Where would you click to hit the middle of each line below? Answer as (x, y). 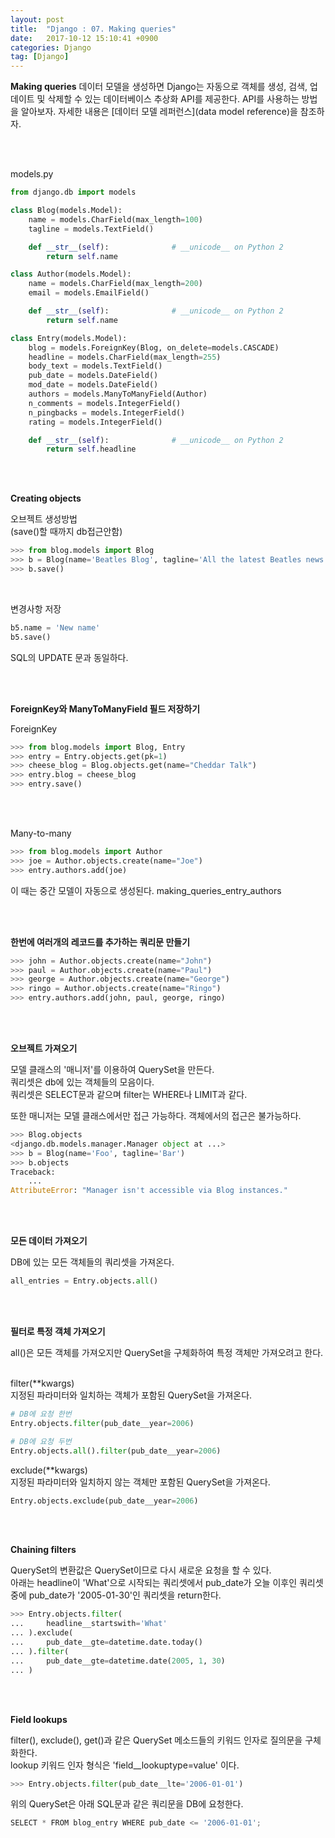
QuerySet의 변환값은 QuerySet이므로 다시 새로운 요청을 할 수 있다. (141, 1570)
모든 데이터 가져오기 (49, 1241)
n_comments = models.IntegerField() (105, 403)
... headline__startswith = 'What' (89, 1624)
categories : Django (51, 47)
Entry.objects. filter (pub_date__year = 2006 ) (102, 1423)
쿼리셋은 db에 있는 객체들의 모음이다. (82, 1082)
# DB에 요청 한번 (41, 1414)
